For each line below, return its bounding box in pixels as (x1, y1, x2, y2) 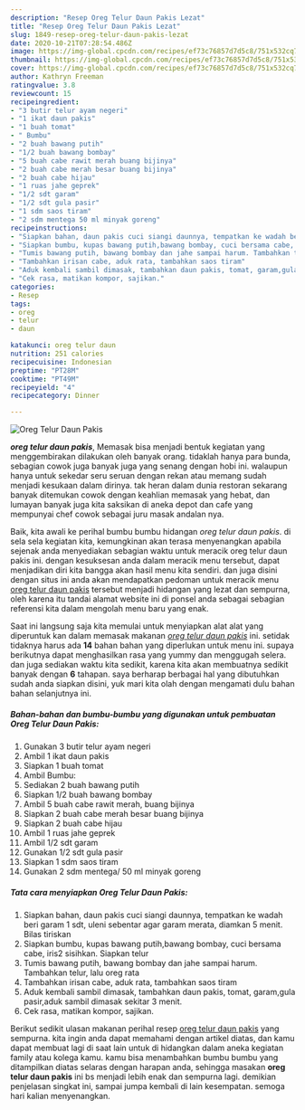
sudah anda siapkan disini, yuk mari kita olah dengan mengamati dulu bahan (10, 678, 295, 689)
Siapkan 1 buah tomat (23, 761, 104, 772)
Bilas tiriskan (23, 929, 71, 940)
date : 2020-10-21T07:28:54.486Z (10, 38, 132, 48)
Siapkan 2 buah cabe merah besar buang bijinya (23, 809, 205, 820)
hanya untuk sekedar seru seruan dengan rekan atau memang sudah (10, 470, 267, 481)
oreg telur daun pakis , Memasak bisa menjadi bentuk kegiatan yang (10, 441, 265, 452)
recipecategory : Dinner (10, 391, 100, 401)
